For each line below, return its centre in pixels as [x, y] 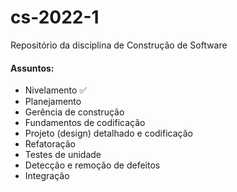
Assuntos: [32, 68]
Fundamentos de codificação [85, 123]
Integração [47, 176]
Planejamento [53, 102]
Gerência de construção [74, 112]
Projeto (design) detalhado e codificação [108, 133]
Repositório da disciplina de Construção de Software [119, 45]
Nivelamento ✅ [56, 90]
